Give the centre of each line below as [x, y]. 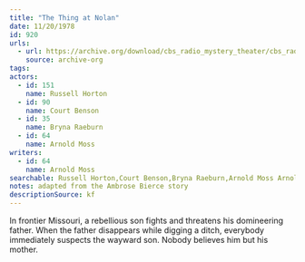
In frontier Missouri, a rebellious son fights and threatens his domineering [147, 220]
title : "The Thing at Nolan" [64, 18]
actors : [24, 77]
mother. [24, 249]
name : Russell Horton [66, 93]
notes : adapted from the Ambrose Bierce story [99, 187]
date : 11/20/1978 [42, 26]
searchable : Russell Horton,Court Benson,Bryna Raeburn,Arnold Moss [142, 178]
